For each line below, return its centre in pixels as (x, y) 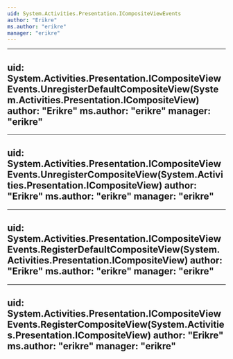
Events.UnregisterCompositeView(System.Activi (115, 175)
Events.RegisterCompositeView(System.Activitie (116, 325)
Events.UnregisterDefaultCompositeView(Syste (113, 89)
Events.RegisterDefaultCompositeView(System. (114, 250)
